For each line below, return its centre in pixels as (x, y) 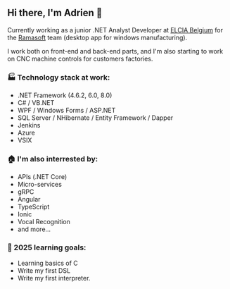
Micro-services (39, 185)
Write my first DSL (44, 270)
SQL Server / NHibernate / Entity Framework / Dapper (95, 118)
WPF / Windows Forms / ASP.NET (66, 111)
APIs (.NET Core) (42, 177)
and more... (34, 229)
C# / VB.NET (36, 103)
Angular (29, 199)
